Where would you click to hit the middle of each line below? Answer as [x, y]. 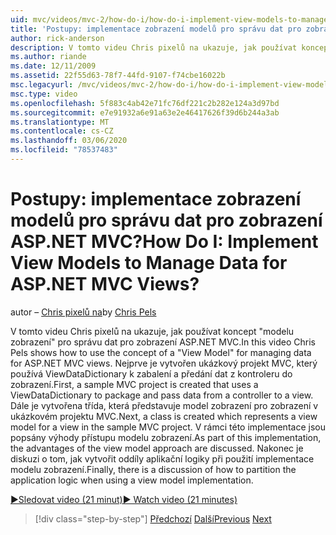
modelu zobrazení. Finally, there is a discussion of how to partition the [153, 469]
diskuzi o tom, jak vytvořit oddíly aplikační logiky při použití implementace [162, 458]
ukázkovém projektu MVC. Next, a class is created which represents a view [164, 416]
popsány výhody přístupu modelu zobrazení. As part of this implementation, [166, 437]
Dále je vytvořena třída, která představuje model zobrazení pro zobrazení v [164, 405]
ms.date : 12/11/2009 [53, 66]
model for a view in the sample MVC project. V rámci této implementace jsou [168, 427]
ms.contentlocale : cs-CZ [62, 131]
